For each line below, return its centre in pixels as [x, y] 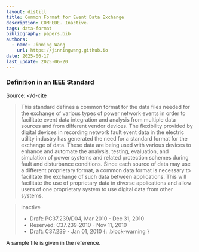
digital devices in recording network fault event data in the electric [102, 132]
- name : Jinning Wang [39, 45]
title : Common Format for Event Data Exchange [65, 17]
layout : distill [26, 12]
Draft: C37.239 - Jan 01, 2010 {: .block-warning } [89, 231]
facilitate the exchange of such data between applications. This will [104, 176]
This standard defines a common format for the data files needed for [105, 107]
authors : [17, 39]
